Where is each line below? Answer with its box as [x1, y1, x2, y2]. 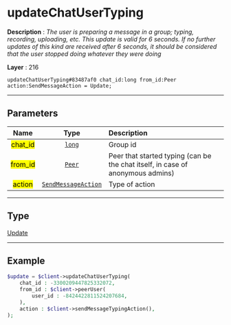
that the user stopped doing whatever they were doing [7, 50, 162, 58]
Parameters [7, 108, 58, 119]
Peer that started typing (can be [108, 150, 212, 160]
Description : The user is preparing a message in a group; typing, [7, 28, 195, 36]
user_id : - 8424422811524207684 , [32, 293, 128, 299]
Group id [108, 139, 137, 149]
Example [7, 255, 45, 266]
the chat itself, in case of [108, 159, 188, 169]
